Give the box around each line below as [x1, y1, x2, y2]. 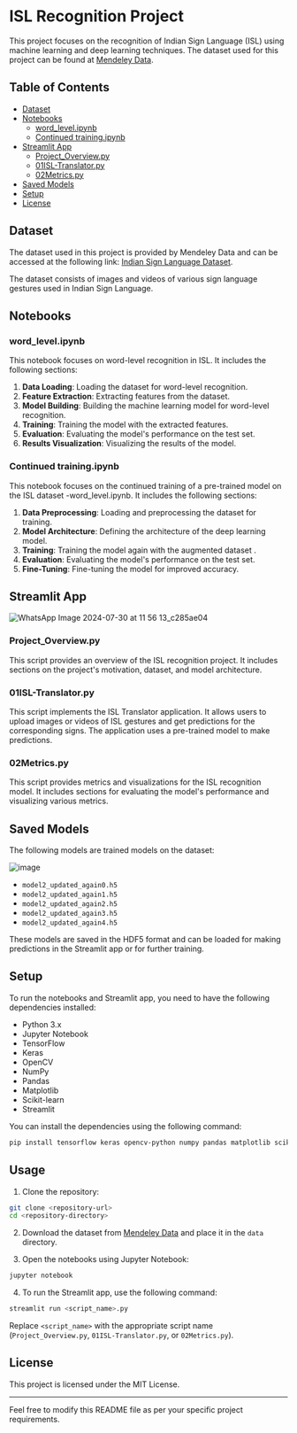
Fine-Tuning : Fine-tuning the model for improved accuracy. [21, 563, 240, 574]
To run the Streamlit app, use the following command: [21, 1287, 218, 1298]
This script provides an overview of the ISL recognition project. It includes [9, 655, 278, 665]
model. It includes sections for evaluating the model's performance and [9, 786, 270, 797]
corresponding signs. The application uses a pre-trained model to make [9, 724, 270, 736]
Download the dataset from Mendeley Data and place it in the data [21, 1228, 263, 1238]
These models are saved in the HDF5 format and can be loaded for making [9, 934, 281, 945]
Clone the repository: [21, 1186, 100, 1197]
